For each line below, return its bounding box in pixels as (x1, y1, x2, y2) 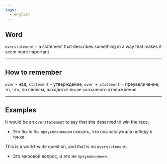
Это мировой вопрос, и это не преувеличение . (12, 153, 108, 159)
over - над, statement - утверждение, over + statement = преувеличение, (5, 81, 160, 87)
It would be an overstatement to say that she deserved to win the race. (5, 119, 149, 125)
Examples (5, 106, 36, 114)
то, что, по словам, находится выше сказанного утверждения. (5, 87, 138, 93)
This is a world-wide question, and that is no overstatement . (5, 143, 128, 150)
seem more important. (5, 49, 51, 55)
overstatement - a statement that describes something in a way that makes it (5, 43, 162, 50)
